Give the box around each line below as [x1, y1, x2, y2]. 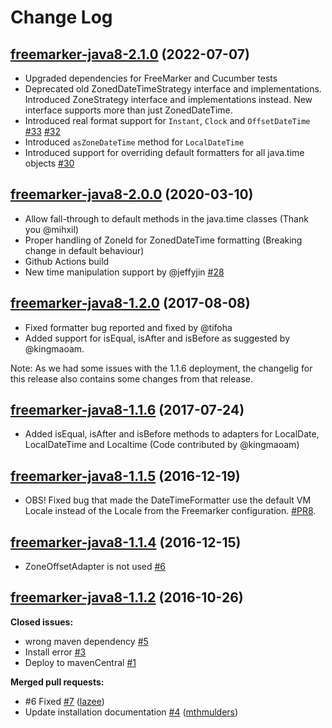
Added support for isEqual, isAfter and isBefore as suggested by [24, 332, 290, 344]
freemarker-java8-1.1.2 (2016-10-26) [10, 589, 244, 606]
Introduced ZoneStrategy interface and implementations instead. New [24, 94, 313, 105]
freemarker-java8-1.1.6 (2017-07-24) [10, 402, 245, 419]
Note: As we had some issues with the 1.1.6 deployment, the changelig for [10, 362, 313, 374]
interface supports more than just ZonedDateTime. [24, 104, 233, 116]
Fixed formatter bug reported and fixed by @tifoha [24, 321, 233, 333]
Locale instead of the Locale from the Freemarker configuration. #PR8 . [24, 505, 317, 517]
